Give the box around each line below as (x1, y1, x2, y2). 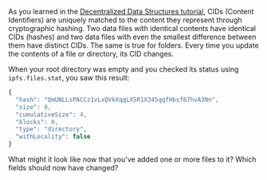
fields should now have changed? (8, 163, 119, 172)
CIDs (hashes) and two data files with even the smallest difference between (8, 32, 257, 41)
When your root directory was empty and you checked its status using (8, 65, 239, 74)
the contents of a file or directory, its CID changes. (8, 49, 174, 58)
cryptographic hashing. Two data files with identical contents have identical (8, 24, 257, 33)
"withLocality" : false (15, 133, 91, 141)
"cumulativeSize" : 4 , (15, 111, 88, 119)
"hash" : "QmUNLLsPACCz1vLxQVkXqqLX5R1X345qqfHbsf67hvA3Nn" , (15, 96, 219, 104)
